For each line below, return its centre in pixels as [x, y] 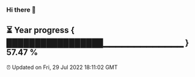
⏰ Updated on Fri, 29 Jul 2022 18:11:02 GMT [62, 67]
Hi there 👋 [21, 10]
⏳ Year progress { [41, 30]
